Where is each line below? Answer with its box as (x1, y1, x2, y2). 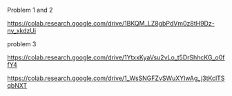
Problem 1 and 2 (7, 6, 53, 14)
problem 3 (7, 40, 37, 48)
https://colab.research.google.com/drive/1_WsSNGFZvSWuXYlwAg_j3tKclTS (7, 74, 225, 82)
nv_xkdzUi (7, 27, 37, 35)
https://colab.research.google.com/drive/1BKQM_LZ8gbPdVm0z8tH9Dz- (7, 19, 215, 27)
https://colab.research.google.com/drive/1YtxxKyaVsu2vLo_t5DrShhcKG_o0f (7, 53, 225, 61)
